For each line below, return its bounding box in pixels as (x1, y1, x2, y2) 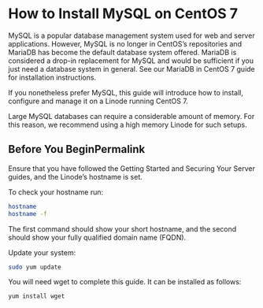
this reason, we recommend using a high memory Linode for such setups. (8, 120, 247, 129)
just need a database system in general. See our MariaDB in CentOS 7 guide (8, 64, 256, 73)
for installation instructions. (8, 72, 97, 82)
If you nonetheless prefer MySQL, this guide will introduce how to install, (8, 87, 244, 97)
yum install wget (8, 292, 65, 300)
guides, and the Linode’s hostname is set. (8, 172, 143, 181)
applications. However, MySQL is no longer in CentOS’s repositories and (8, 39, 243, 48)
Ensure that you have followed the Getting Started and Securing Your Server (8, 163, 256, 173)
